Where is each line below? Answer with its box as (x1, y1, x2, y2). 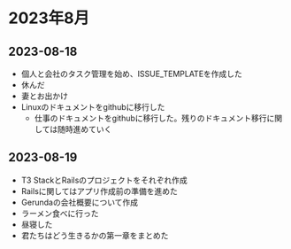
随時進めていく (57, 124, 112, 134)
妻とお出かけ (20, 90, 68, 101)
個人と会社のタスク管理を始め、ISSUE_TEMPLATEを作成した (20, 68, 242, 79)
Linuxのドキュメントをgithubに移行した (20, 102, 165, 112)
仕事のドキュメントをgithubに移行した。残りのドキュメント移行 (34, 113, 267, 123)
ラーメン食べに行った (20, 207, 99, 218)
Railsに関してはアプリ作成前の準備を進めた (20, 185, 179, 196)
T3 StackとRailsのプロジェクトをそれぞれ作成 (20, 175, 188, 185)
